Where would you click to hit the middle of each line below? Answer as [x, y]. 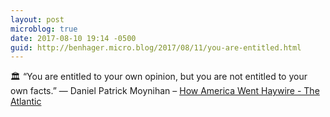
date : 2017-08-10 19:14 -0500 [73, 38]
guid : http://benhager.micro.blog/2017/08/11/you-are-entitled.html [156, 47]
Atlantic [26, 102]
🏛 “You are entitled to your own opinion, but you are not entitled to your [159, 77]
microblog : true [44, 29]
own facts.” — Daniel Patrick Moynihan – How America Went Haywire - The [165, 91]
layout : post [37, 19]
